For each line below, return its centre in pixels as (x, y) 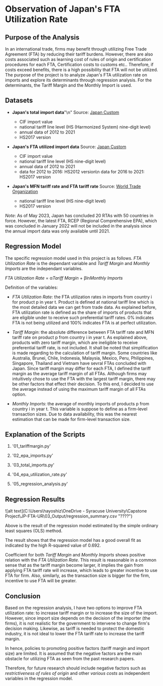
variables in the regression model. (39, 679)
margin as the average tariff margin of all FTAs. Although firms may (79, 373)
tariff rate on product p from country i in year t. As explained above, (80, 337)
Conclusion (23, 596)
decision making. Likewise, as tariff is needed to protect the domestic (75, 629)
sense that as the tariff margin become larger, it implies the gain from (74, 565)
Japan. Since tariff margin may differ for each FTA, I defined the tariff (81, 368)
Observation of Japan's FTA (63, 9)
